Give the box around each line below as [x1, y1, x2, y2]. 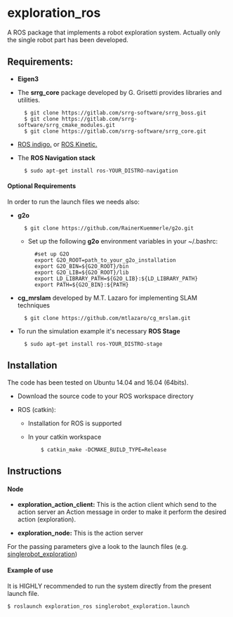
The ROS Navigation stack [17, 153, 96, 162]
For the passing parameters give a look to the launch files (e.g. [7, 543, 188, 551]
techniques [17, 300, 51, 310]
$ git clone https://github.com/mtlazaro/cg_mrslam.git [24, 314, 191, 321]
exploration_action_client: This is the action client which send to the [17, 500, 217, 509]
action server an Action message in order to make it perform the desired [17, 507, 227, 517]
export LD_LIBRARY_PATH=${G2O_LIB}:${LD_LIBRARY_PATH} [34, 275, 199, 282]
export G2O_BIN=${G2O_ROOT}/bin [34, 263, 129, 270]
